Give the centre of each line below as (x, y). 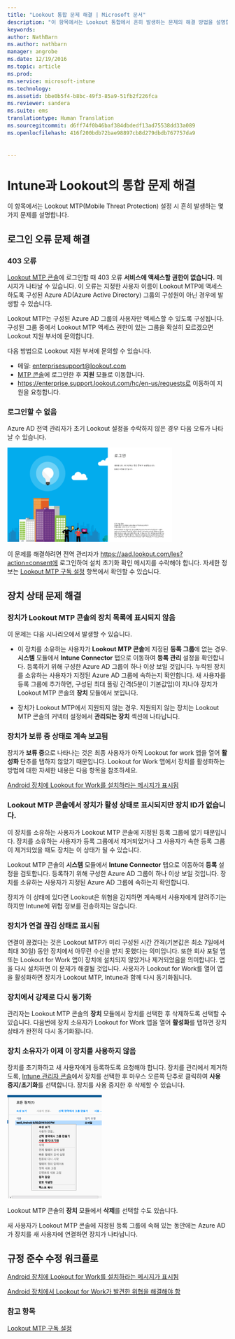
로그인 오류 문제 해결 (49, 239)
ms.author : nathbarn (37, 44)
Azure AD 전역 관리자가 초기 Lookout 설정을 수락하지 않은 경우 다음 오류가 (109, 429)
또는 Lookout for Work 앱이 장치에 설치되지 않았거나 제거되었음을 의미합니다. (113, 959)
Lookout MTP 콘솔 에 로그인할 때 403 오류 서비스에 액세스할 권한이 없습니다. (111, 277)
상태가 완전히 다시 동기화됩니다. (50, 1031)
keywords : (22, 29)
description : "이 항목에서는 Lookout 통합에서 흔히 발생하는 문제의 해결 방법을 (110, 22)
